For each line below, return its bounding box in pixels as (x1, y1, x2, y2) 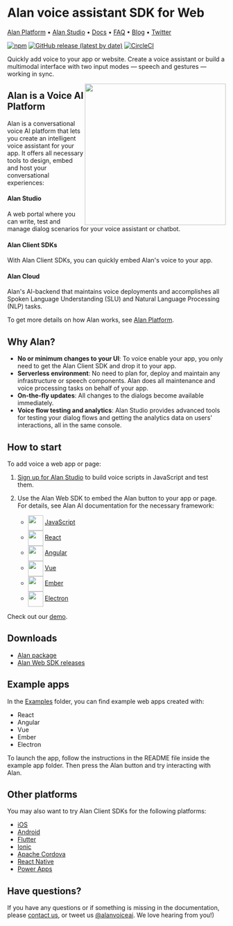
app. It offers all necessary (7, 148, 84, 157)
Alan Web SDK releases (17, 658, 85, 666)
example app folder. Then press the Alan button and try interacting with (7, 761, 212, 769)
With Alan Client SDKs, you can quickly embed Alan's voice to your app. (7, 256, 213, 265)
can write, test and (7, 217, 61, 226)
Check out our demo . (7, 612, 68, 620)
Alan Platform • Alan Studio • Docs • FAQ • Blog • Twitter (7, 28, 172, 36)
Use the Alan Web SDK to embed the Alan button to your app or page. (17, 494, 217, 502)
